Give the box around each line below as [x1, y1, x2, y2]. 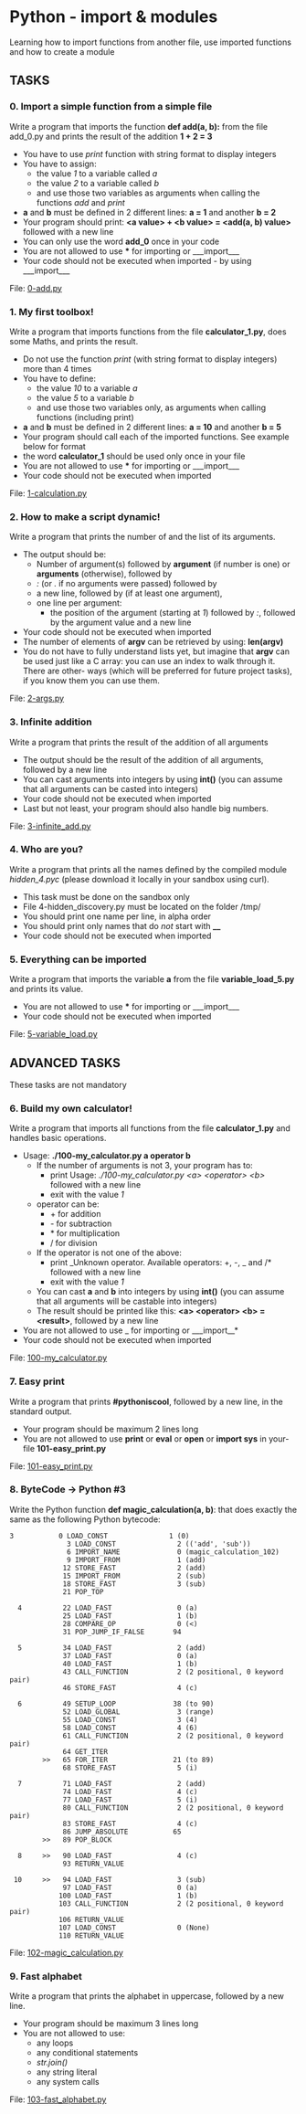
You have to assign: [22, 158, 98, 169]
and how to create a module [9, 46, 115, 57]
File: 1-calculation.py [9, 487, 88, 499]
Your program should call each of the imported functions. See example [22, 431, 290, 442]
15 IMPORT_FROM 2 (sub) [62, 1571, 206, 1580]
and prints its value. [9, 984, 84, 995]
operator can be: [36, 1199, 100, 1210]
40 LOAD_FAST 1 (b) [62, 1659, 198, 1668]
